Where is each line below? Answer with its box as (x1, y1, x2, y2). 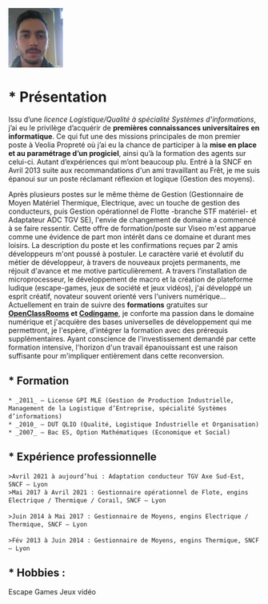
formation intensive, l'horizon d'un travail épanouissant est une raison (8, 342, 238, 352)
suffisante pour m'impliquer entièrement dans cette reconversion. (8, 350, 225, 360)
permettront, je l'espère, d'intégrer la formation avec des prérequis (8, 325, 228, 335)
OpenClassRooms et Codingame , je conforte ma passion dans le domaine (8, 308, 254, 318)
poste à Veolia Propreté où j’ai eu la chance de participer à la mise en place (8, 140, 258, 150)
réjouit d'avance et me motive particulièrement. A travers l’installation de (8, 266, 247, 275)
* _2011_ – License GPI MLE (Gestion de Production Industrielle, (8, 396, 234, 404)
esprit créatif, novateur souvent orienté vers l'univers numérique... (8, 291, 226, 301)
